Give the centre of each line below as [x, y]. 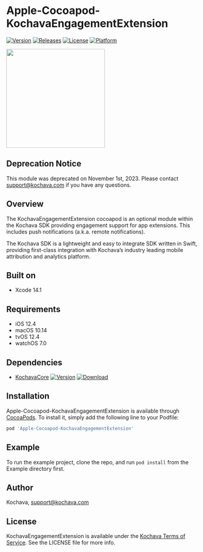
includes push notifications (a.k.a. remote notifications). [76, 231]
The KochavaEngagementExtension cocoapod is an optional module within [100, 218]
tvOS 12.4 [27, 337]
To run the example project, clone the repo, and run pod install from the [98, 462]
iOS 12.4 [25, 324]
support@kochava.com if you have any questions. [69, 185]
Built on [21, 275]
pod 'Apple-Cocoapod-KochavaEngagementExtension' [70, 428]
